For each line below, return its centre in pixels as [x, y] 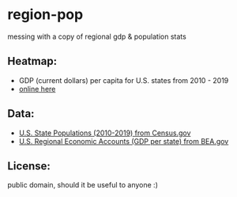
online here [37, 89]
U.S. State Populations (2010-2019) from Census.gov [105, 133]
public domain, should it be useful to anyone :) [83, 185]
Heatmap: [32, 61]
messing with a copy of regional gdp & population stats [97, 36]
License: [29, 166]
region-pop [45, 15]
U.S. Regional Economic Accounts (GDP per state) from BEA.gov [124, 141]
